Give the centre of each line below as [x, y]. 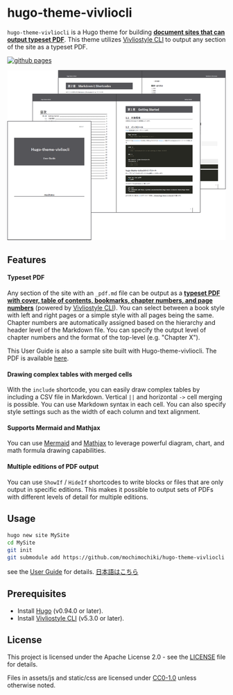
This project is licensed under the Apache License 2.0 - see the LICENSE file [116, 657]
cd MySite [21, 543]
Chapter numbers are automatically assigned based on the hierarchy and [111, 322]
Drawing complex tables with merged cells [70, 374]
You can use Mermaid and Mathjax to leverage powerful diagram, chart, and [116, 443]
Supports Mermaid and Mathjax [54, 428]
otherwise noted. [32, 685]
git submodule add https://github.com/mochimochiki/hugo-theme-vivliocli [116, 558]
